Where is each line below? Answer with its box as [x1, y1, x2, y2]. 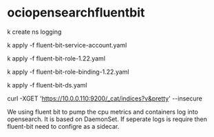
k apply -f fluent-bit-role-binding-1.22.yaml [7, 67, 129, 76]
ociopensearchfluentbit [7, 5, 145, 21]
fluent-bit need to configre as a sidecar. [7, 122, 120, 130]
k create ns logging [7, 28, 62, 36]
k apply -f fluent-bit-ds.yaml [7, 81, 87, 89]
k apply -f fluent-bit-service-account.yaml [7, 41, 127, 49]
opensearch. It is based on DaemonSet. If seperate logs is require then [7, 115, 208, 123]
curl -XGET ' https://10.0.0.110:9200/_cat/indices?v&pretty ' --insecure [7, 94, 203, 103]
